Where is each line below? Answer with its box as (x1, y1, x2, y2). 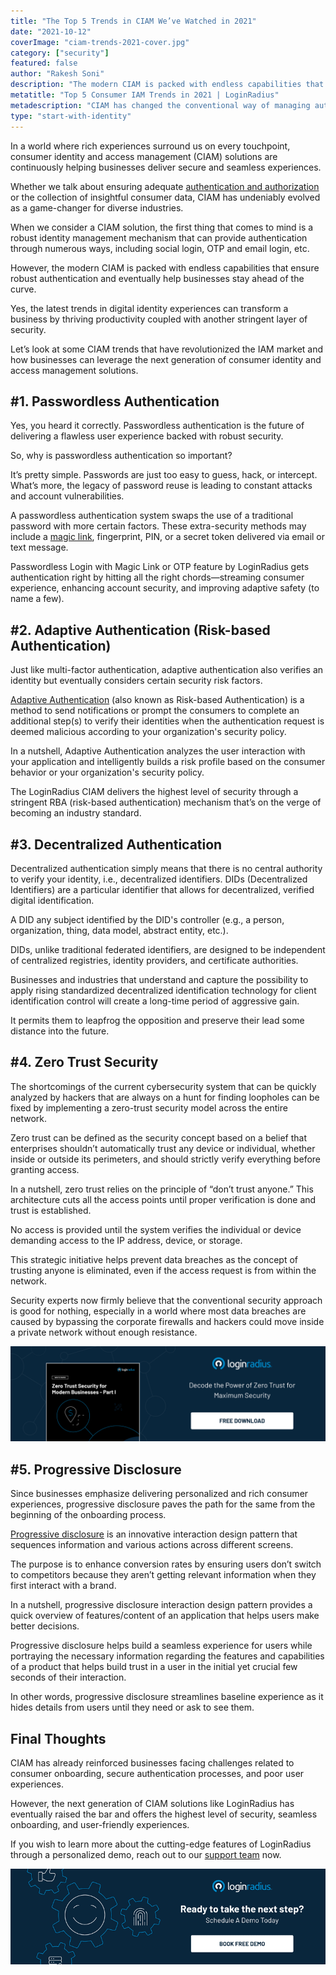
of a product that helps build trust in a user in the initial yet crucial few (10, 1661, 298, 1673)
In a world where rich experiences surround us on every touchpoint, (10, 140, 291, 152)
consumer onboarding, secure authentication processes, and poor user (10, 1767, 305, 1779)
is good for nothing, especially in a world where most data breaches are (10, 1305, 307, 1317)
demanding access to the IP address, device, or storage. (10, 1234, 243, 1246)
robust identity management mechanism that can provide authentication (10, 231, 308, 244)
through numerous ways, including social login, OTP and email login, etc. (10, 242, 310, 254)
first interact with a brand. (10, 1580, 117, 1592)
